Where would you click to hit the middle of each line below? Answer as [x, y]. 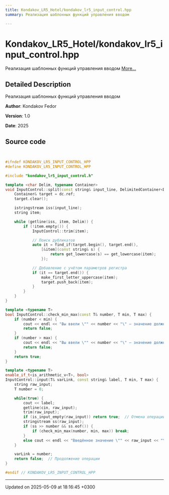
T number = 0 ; [29, 389]
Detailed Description [38, 84]
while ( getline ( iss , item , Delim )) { [54, 222]
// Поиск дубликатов [54, 240]
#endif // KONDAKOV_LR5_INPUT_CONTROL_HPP [50, 473]
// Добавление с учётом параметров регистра [79, 268]
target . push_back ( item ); [67, 282]
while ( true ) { [29, 398]
